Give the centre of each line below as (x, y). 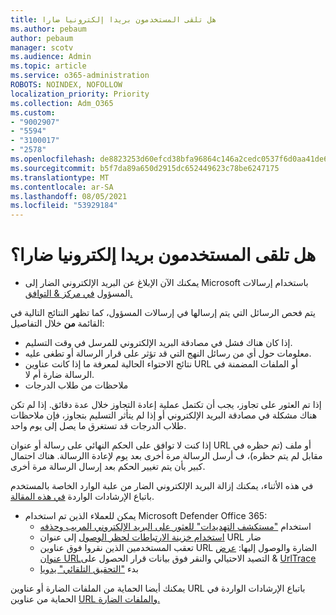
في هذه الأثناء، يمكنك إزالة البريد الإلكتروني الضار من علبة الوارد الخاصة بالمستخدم (162, 486)
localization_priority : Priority (80, 94)
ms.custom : (33, 112)
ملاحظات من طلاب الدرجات (76, 385)
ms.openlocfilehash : (53, 159)
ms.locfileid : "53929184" (64, 206)
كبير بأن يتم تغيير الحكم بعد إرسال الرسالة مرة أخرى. (108, 467)
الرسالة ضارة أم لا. (59, 375)
